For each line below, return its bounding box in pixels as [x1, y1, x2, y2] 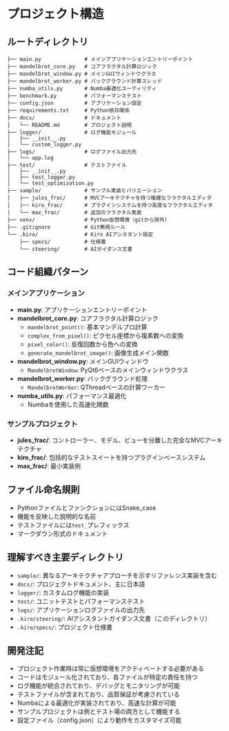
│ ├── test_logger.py [7, 174, 76, 181]
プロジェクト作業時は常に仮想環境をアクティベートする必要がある [17, 664, 205, 672]
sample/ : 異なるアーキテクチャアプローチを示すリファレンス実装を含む [17, 571, 217, 579]
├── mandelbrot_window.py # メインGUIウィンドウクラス [7, 70, 157, 77]
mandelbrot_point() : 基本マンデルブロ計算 [27, 322, 148, 331]
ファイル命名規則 [7, 484, 80, 496]
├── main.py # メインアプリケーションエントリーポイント [7, 56, 193, 63]
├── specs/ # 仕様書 [19, 238, 106, 245]
